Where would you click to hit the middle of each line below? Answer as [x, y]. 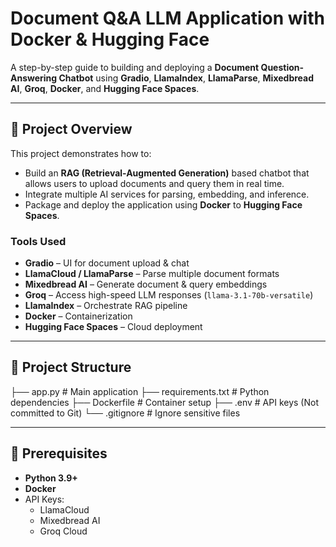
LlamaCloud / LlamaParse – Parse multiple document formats [152, 274]
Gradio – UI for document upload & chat [107, 263]
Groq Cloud [63, 531]
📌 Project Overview [71, 129]
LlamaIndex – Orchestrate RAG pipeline [106, 306]
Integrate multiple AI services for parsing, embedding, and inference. [167, 194]
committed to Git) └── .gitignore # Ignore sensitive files [125, 413]
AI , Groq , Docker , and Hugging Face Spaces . [105, 88]
